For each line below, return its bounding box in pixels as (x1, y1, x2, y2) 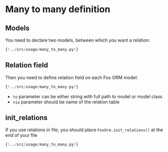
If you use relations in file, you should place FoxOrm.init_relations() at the (5, 127, 163, 133)
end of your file (5, 132, 38, 138)
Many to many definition (5, 4, 110, 15)
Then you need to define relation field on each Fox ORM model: (5, 74, 138, 81)
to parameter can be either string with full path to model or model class (12, 93, 163, 99)
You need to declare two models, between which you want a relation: (5, 37, 150, 43)
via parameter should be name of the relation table (12, 99, 120, 105)
